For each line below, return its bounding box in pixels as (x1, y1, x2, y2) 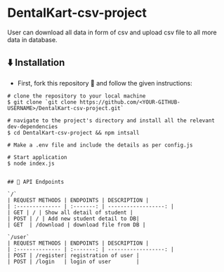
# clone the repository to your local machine (7, 93, 146, 100)
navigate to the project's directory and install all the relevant (13, 117, 216, 124)
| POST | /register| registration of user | (7, 252, 140, 259)
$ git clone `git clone (7, 98, 77, 106)
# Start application (7, 154, 68, 161)
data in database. (7, 35, 58, 43)
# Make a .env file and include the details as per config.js (7, 142, 193, 149)
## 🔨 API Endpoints (7, 178, 65, 185)
